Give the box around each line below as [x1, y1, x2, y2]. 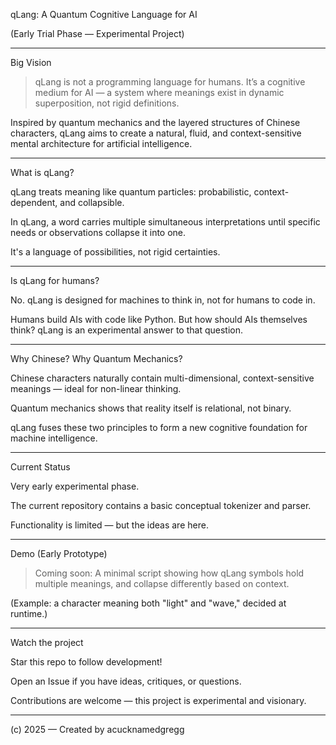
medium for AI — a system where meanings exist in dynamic [34, 87, 285, 98]
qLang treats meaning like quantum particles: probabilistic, [10, 186, 252, 198]
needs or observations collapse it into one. [10, 227, 187, 238]
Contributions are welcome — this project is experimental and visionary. [10, 695, 307, 706]
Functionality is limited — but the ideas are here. [10, 519, 209, 531]
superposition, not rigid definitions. [34, 97, 180, 109]
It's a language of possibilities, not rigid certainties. [10, 246, 221, 258]
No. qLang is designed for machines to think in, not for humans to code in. [10, 294, 316, 306]
